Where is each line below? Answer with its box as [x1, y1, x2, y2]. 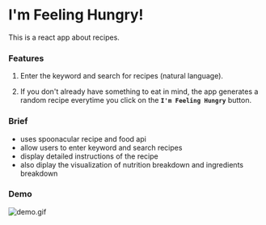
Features [8, 53, 44, 64]
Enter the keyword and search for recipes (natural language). [19, 71, 224, 81]
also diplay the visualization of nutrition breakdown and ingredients [19, 159, 244, 169]
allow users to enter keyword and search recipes [19, 142, 183, 152]
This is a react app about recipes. [8, 32, 120, 42]
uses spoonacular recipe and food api [19, 134, 147, 143]
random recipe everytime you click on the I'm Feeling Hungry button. [19, 96, 252, 105]
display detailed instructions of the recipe [19, 151, 159, 161]
